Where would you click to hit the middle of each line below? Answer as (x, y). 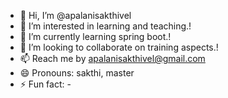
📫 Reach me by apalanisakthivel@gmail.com (112, 58)
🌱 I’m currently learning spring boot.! (95, 36)
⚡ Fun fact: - (45, 84)
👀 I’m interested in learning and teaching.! (105, 26)
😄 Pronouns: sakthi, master (77, 73)
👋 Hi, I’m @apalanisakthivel (75, 15)
